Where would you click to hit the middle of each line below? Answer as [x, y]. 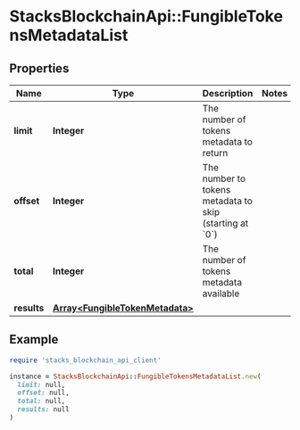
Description [228, 93]
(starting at [225, 223]
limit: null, [42, 385]
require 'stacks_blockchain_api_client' [86, 360]
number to [224, 178]
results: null [43, 409]
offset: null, [43, 393]
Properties [39, 68]
